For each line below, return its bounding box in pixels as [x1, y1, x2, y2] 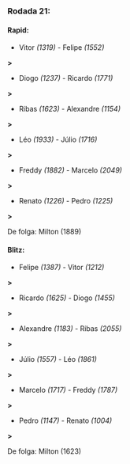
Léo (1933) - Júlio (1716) [18, 135, 98, 144]
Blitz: [7, 245, 25, 254]
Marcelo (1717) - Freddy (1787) [18, 386, 118, 395]
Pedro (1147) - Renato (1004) [18, 416, 113, 425]
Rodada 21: [7, 6, 50, 17]
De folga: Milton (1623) [7, 447, 82, 456]
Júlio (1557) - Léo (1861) [18, 355, 98, 364]
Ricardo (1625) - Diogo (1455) [18, 293, 116, 302]
